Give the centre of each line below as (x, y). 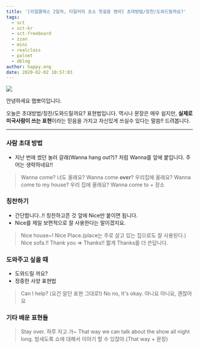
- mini (20, 45)
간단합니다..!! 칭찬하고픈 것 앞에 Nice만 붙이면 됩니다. (76, 215)
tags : (13, 17)
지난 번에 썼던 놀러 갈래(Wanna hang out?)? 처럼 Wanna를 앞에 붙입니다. (99, 157)
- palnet (22, 56)
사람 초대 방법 (25, 143)
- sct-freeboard (31, 34)
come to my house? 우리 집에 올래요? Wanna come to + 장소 (92, 185)
